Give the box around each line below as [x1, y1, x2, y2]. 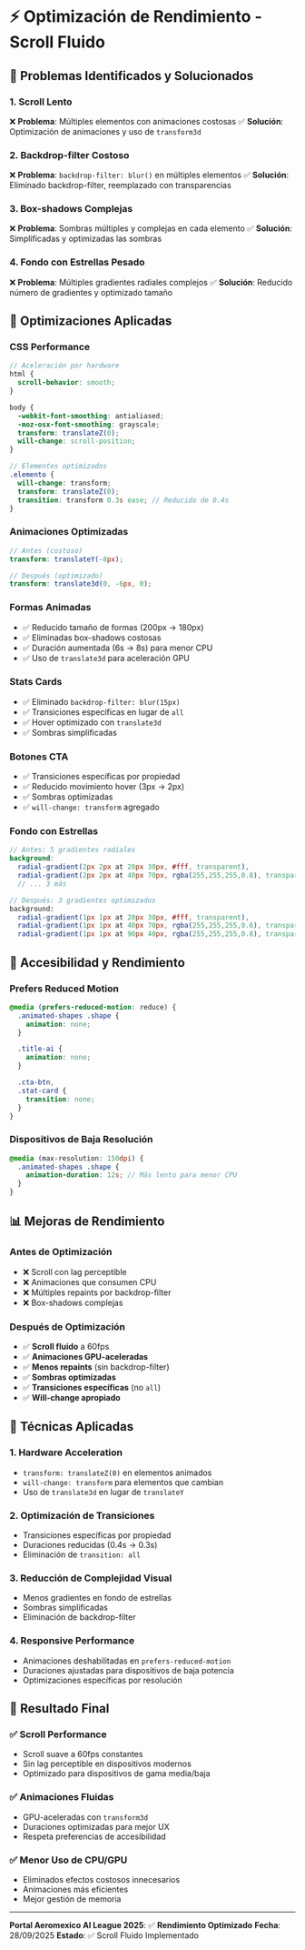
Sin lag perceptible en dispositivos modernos [22, 1758, 192, 1769]
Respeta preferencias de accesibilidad [22, 1831, 166, 1842]
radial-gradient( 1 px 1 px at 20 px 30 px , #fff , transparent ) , [17, 912, 250, 922]
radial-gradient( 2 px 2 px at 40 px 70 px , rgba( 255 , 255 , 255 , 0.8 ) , [17, 871, 262, 880]
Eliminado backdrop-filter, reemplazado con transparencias [9, 180, 231, 191]
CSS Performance [9, 341, 91, 354]
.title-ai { [17, 1044, 64, 1054]
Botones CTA [9, 750, 69, 763]
